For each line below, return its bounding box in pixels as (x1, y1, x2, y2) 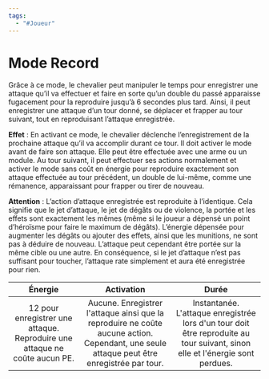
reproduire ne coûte (87, 318, 163, 329)
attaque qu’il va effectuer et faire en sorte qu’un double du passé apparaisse (8, 89, 261, 99)
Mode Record (8, 54, 99, 72)
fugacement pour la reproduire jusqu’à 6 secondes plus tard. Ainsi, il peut (8, 97, 251, 107)
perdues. (199, 358, 234, 369)
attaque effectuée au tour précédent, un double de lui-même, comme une (8, 173, 252, 182)
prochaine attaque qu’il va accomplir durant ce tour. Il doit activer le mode (8, 138, 252, 149)
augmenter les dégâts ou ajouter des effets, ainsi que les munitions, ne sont (8, 230, 259, 241)
